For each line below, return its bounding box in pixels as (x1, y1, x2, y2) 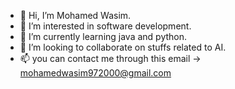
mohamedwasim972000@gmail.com (19, 67, 172, 79)
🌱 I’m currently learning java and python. (19, 31, 188, 42)
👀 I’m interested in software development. (19, 20, 192, 32)
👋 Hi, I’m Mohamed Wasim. (19, 10, 132, 21)
